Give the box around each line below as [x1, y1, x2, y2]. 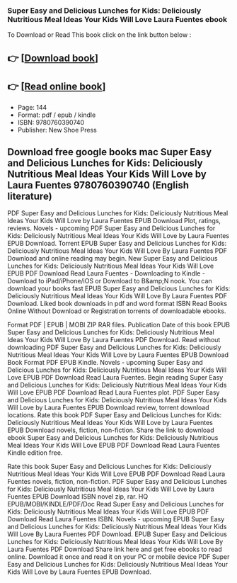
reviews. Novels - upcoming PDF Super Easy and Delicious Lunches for [7, 224, 216, 232]
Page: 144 [17, 103, 47, 111]
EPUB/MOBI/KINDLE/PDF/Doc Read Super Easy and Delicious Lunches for [7, 500, 224, 509]
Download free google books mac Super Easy [7, 146, 212, 158]
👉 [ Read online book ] [7, 81, 106, 93]
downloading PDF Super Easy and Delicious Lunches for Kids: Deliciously [7, 343, 221, 352]
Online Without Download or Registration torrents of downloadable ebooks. [7, 307, 226, 315]
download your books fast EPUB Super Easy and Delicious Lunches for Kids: [7, 284, 231, 293]
